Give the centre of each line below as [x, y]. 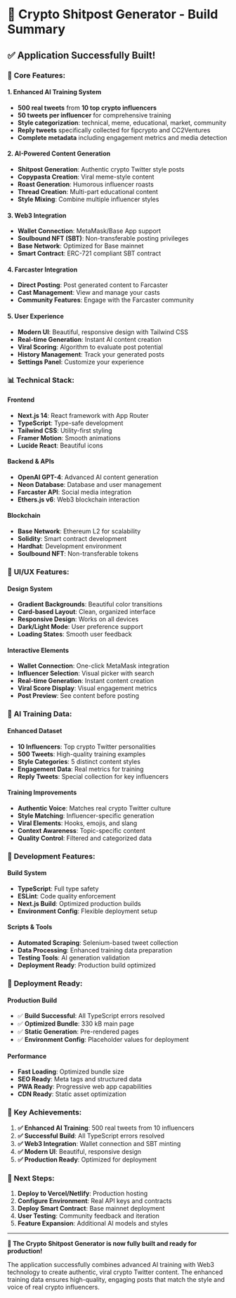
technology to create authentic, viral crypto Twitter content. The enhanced [115, 1272]
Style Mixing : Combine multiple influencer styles [88, 199]
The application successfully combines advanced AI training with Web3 [111, 1264]
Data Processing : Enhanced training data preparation [95, 950]
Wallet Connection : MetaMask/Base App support [89, 231]
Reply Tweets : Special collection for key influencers [93, 776]
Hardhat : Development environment [70, 546]
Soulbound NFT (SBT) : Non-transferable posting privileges [103, 238]
